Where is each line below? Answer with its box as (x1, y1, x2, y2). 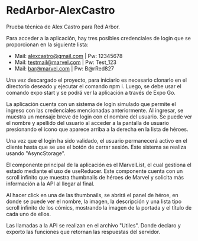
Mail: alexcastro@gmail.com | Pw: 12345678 (14, 52, 123, 59)
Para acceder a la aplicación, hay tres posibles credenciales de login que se (6, 34, 191, 41)
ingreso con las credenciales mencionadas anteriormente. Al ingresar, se (6, 107, 184, 114)
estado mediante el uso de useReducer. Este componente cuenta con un (6, 167, 183, 175)
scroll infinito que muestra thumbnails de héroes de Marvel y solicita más (6, 173, 184, 181)
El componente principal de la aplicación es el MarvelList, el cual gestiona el (6, 161, 192, 168)
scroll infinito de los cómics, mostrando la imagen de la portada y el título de (6, 204, 192, 211)
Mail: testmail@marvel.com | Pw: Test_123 (14, 59, 117, 66)
